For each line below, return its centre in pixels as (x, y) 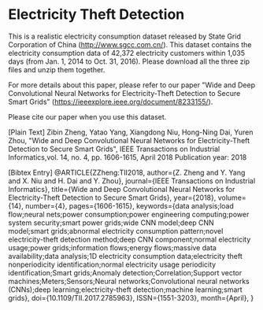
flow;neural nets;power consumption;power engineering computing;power (129, 214)
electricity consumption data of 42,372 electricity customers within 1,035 (127, 53)
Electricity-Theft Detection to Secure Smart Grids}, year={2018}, (112, 197)
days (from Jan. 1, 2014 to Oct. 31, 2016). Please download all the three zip (129, 61)
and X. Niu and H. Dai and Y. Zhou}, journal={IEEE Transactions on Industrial (132, 181)
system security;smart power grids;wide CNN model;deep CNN (111, 223)
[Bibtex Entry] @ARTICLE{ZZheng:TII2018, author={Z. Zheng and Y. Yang (127, 172)
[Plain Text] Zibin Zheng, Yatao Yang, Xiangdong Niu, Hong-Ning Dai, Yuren (131, 132)
